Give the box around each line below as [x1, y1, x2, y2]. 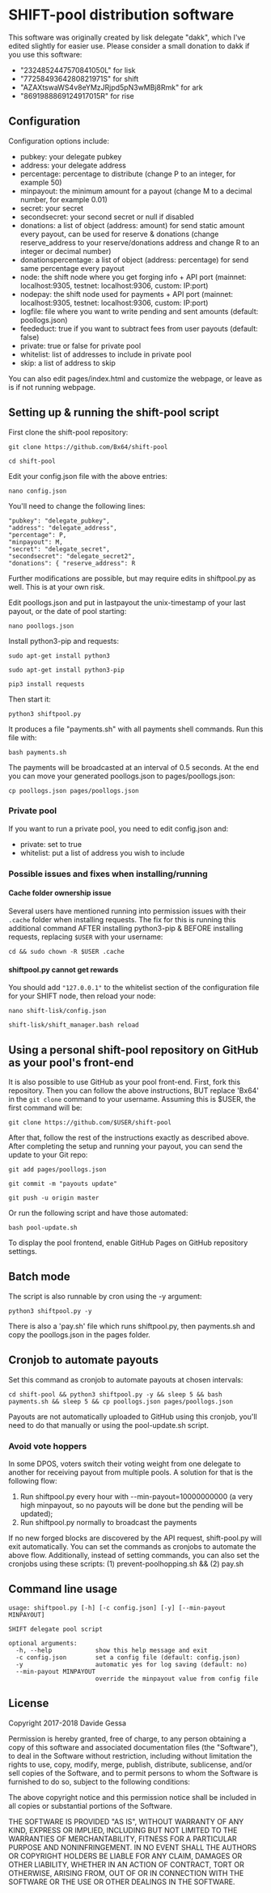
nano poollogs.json [8, 621, 74, 630]
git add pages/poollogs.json [8, 1166, 107, 1174]
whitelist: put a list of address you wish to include [19, 848, 185, 858]
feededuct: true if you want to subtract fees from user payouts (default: [19, 324, 258, 333]
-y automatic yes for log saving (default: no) [15, 1660, 248, 1668]
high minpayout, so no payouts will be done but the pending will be [19, 1500, 244, 1510]
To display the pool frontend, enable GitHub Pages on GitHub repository [8, 1238, 248, 1247]
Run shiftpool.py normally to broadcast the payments [19, 1517, 197, 1527]
